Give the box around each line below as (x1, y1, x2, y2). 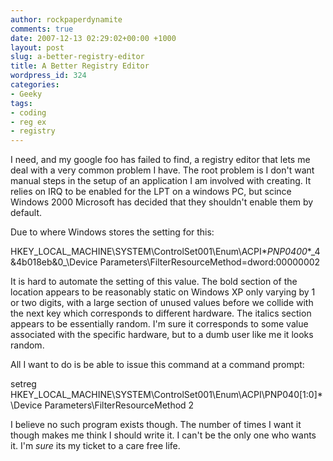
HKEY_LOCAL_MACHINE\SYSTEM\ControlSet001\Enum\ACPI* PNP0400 (10, 246, 308, 258)
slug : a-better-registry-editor (10, 52, 145, 62)
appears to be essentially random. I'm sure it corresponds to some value (10, 318, 309, 330)
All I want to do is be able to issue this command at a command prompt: (10, 359, 305, 371)
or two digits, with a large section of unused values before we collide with (10, 297, 314, 309)
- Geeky (10, 89, 43, 99)
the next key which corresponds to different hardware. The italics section (10, 307, 312, 320)
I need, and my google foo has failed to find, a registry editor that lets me (10, 154, 311, 166)
